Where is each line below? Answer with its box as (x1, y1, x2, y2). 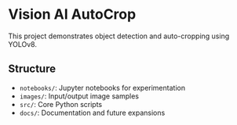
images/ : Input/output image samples (19, 91, 140, 101)
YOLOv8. (8, 39, 38, 48)
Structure (8, 62, 57, 76)
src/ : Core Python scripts (19, 99, 103, 109)
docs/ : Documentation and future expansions (19, 108, 166, 117)
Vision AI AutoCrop (8, 5, 137, 23)
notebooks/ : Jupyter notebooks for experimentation (19, 83, 186, 92)
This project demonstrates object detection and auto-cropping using (8, 31, 230, 41)
